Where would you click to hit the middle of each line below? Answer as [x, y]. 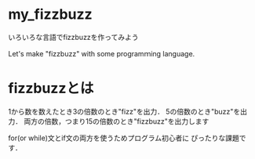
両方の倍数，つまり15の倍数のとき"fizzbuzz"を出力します [116, 121]
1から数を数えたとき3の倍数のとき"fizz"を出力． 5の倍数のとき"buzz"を [124, 111]
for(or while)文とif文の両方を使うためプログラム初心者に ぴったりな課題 [124, 138]
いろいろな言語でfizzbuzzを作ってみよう [73, 37]
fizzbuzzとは [51, 89]
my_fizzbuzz [50, 14]
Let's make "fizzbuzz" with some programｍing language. [102, 53]
